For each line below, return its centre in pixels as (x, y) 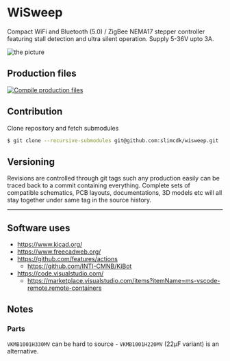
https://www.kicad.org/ (50, 245)
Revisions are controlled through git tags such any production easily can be (114, 178)
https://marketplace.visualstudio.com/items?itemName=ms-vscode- (124, 281)
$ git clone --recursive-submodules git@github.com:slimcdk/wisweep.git (113, 141)
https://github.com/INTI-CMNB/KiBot (79, 266)
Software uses (39, 228)
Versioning (31, 162)
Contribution (35, 112)
